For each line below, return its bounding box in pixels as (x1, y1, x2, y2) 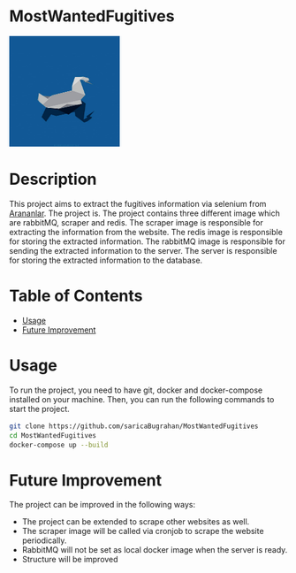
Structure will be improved (21, 554, 118, 565)
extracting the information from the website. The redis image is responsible (9, 226, 283, 237)
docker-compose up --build (9, 440, 109, 449)
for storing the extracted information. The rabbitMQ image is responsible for (9, 236, 285, 247)
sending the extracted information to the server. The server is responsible (9, 245, 277, 256)
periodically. (21, 535, 67, 546)
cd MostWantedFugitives (9, 431, 97, 439)
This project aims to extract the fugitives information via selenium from (9, 198, 267, 209)
